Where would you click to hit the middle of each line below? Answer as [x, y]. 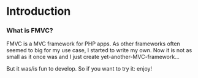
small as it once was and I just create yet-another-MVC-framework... [93, 57]
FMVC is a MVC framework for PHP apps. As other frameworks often [93, 44]
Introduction [39, 11]
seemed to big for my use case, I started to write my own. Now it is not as [99, 50]
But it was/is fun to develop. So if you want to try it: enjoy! [79, 69]
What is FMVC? [30, 31]
